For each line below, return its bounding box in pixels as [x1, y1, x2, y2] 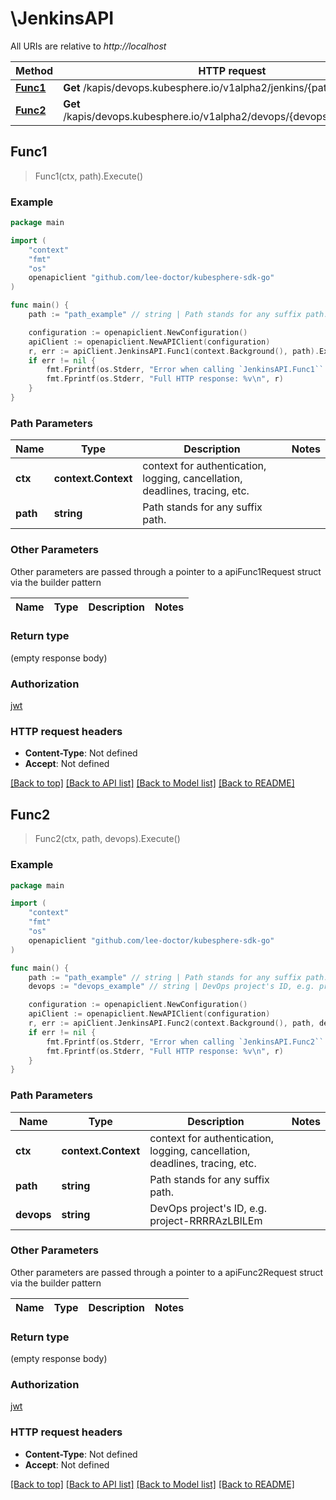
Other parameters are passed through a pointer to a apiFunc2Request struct [10, 1266, 324, 1278]
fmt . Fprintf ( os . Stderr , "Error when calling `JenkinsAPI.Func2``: [46, 1037, 329, 1047]
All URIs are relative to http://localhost [10, 40, 167, 52]
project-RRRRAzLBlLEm [149, 1213, 263, 1227]
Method [15, 63, 54, 77]
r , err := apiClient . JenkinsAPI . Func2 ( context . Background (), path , [28, 1018, 315, 1029]
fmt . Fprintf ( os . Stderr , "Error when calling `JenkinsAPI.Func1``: [46, 365, 329, 375]
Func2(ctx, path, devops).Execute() [34, 833, 181, 845]
